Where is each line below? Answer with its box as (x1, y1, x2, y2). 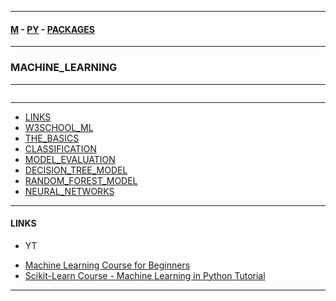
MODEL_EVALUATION (24, 153, 116, 165)
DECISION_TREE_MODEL (24, 164, 128, 176)
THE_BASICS (24, 132, 80, 144)
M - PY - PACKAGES (10, 23, 95, 35)
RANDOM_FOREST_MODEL (24, 174, 138, 186)
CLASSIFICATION (24, 142, 97, 155)
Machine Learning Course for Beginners (24, 259, 191, 271)
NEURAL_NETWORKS (24, 185, 115, 197)
